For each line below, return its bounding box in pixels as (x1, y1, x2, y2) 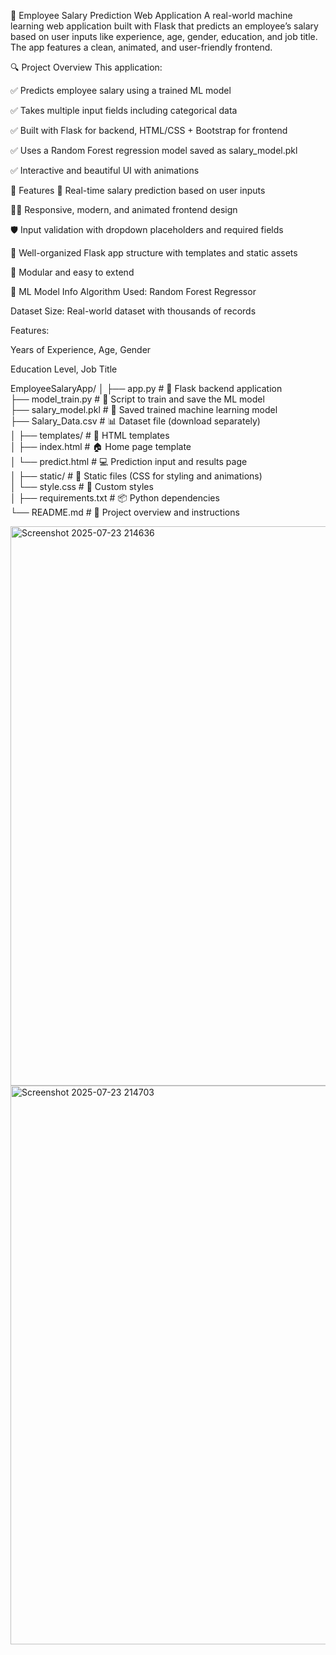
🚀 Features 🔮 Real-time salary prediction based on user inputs (10, 185, 266, 196)
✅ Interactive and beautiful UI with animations (10, 165, 200, 176)
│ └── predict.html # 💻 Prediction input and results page (10, 456, 248, 467)
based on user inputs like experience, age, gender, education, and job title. (10, 31, 318, 42)
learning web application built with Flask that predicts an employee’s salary (10, 20, 319, 32)
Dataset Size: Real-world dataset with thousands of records (10, 305, 257, 317)
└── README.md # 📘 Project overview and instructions (10, 506, 240, 518)
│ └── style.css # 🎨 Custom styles (10, 481, 154, 492)
